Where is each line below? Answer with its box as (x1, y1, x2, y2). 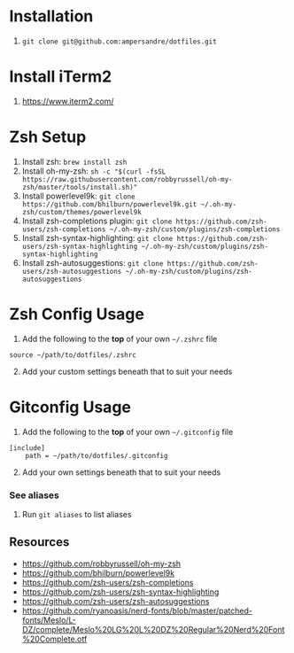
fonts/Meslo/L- (21, 614, 77, 626)
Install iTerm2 (9, 66, 112, 87)
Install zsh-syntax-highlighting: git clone (21, 232, 174, 243)
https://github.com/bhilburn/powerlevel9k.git (21, 199, 197, 209)
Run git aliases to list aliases (21, 509, 132, 519)
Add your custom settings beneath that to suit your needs (21, 366, 233, 377)
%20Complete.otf (21, 634, 88, 644)
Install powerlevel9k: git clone (21, 190, 135, 201)
